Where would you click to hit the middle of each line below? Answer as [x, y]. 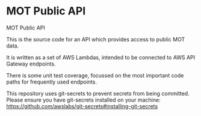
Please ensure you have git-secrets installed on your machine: [83, 100]
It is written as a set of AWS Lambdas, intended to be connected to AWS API [101, 57]
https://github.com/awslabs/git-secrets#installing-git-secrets [82, 106]
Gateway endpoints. [31, 64]
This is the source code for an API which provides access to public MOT [96, 39]
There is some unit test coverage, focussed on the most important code [95, 75]
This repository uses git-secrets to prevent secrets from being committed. [98, 93]
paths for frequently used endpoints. [52, 82]
